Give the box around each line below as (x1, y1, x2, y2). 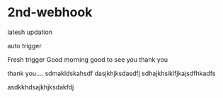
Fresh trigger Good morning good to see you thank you (7, 55, 168, 64)
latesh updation (7, 28, 53, 36)
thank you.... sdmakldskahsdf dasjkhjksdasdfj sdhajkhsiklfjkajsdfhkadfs (7, 69, 216, 77)
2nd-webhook (7, 4, 93, 21)
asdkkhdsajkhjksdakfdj (7, 82, 74, 91)
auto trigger (7, 41, 42, 50)
